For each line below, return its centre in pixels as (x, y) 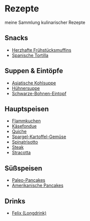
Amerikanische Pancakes (38, 185)
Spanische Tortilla (30, 55)
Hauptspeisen (27, 109)
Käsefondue (24, 126)
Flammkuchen (26, 121)
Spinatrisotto (25, 142)
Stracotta (21, 152)
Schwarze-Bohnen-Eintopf (39, 93)
